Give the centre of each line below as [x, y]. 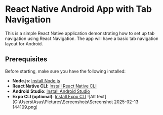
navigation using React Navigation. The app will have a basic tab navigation [82, 38]
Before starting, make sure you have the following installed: [65, 71]
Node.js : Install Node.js [36, 80]
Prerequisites [26, 59]
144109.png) [25, 107]
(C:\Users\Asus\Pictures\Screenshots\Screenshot [62, 102]
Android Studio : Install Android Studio [51, 91]
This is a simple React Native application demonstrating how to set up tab [80, 33]
